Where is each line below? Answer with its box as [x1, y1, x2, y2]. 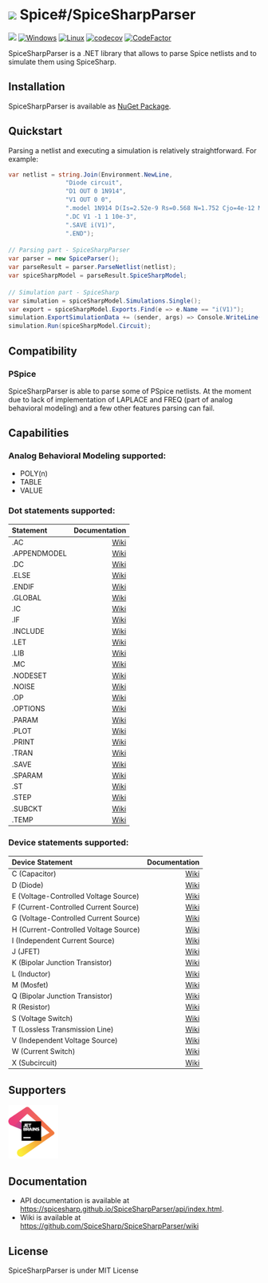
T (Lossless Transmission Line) [11, 1024, 114, 1034]
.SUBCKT [11, 804, 42, 814]
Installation [8, 80, 65, 93]
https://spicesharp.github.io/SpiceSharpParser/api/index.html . [19, 1204, 224, 1214]
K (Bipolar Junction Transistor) [11, 958, 112, 968]
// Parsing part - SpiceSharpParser [8, 246, 130, 255]
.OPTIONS [11, 704, 45, 714]
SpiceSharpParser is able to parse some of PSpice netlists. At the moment [8, 386, 252, 396]
